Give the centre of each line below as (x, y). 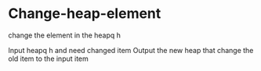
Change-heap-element (85, 14)
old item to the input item (48, 59)
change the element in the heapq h (65, 35)
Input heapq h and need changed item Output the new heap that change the (131, 50)
